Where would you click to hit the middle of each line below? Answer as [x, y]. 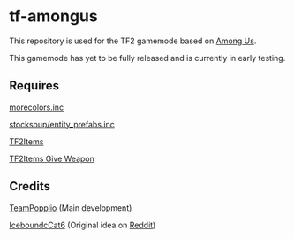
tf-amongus [54, 16]
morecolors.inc [37, 107]
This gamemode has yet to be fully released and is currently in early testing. [147, 58]
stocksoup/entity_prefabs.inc [62, 124]
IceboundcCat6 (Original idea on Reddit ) [83, 225]
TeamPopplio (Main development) [71, 208]
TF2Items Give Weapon [52, 158]
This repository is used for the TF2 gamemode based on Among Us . [133, 41]
